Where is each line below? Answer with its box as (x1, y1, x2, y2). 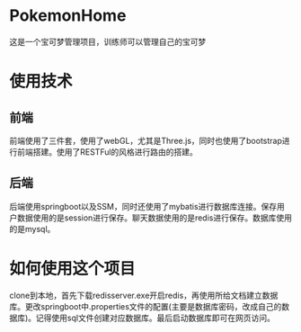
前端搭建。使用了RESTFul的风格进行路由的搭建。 (16, 146, 198, 157)
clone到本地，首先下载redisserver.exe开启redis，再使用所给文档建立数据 (9, 290, 279, 301)
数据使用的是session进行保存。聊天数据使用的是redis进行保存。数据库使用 (16, 212, 292, 223)
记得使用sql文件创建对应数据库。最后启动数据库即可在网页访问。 (35, 312, 276, 323)
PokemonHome (9, 5, 127, 26)
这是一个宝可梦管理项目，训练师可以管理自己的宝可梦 (9, 36, 207, 47)
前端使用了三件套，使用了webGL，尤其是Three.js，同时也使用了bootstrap (9, 135, 283, 146)
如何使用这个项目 (9, 258, 137, 279)
